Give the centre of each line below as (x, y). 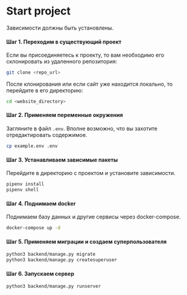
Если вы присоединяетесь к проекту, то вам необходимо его (85, 55)
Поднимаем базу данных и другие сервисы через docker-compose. (93, 217)
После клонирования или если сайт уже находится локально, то (90, 84)
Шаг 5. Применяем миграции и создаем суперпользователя (87, 241)
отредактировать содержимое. (47, 135)
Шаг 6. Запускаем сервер (40, 273)
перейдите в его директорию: (45, 90)
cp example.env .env (32, 146)
